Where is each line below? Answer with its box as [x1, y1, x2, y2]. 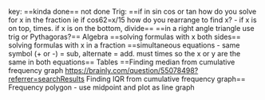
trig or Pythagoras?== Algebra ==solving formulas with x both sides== [8, 32, 241, 41]
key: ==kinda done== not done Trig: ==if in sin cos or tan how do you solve [8, 7, 257, 16]
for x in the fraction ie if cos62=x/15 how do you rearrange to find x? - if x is [8, 15, 257, 25]
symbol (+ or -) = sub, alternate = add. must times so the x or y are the [8, 49, 241, 58]
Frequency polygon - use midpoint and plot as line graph [8, 83, 196, 92]
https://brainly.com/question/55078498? [65, 66, 199, 75]
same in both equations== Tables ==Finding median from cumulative [8, 57, 235, 67]
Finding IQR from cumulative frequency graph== [86, 75, 246, 83]
